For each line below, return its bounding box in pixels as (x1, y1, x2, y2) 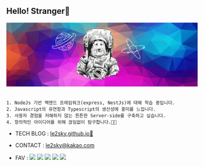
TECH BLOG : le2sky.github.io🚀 (15, 130, 93, 137)
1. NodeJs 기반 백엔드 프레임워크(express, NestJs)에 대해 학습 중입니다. (6, 100, 175, 106)
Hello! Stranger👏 (6, 6, 70, 16)
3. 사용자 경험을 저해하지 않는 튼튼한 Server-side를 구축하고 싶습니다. (6, 112, 166, 119)
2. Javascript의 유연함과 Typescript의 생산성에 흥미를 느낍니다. (6, 106, 156, 112)
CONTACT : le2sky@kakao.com (15, 141, 95, 149)
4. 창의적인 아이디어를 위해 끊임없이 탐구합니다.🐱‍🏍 (6, 119, 117, 125)
